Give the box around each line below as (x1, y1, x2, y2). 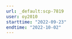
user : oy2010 (6, 14, 38, 19)
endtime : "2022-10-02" (6, 24, 61, 30)
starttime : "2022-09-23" (6, 19, 67, 25)
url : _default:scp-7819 (6, 8, 64, 14)
